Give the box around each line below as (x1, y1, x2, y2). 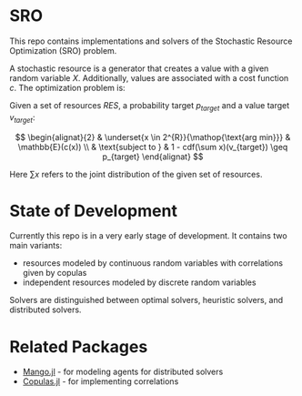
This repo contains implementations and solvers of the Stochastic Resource (9, 36, 293, 46)
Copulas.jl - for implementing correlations (22, 376, 179, 387)
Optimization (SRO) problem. (9, 45, 117, 56)
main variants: (9, 240, 63, 251)
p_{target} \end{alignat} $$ (102, 151, 204, 162)
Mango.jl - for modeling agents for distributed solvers (22, 366, 224, 378)
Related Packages (9, 336, 148, 357)
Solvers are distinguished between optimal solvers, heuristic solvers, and (9, 295, 284, 306)
